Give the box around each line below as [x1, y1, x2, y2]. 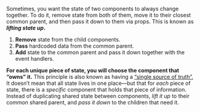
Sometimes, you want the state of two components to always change [6, 5, 179, 12]
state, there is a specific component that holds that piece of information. [6, 86, 187, 93]
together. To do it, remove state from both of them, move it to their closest [6, 11, 191, 19]
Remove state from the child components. [15, 36, 121, 43]
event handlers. [15, 55, 55, 62]
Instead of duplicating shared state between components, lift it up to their [6, 93, 190, 99]
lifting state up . [6, 24, 46, 31]
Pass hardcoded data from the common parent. [15, 42, 135, 49]
